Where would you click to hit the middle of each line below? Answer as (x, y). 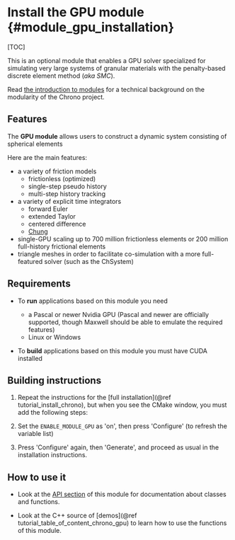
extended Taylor (52, 216)
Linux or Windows (55, 337)
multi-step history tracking (67, 194)
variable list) (36, 434)
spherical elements (35, 144)
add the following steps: (53, 413)
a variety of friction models (57, 171)
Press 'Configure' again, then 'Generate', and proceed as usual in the (118, 447)
